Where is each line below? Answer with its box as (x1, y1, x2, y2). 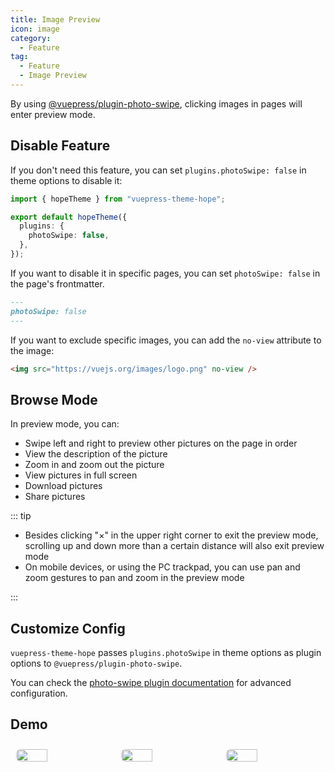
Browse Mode (10, 391, 98, 408)
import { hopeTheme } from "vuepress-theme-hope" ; (10, 194, 226, 204)
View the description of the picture (24, 448, 168, 460)
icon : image (10, 24, 60, 34)
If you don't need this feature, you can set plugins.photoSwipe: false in (10, 164, 307, 176)
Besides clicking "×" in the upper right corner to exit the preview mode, (24, 529, 319, 541)
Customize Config (10, 620, 126, 637)
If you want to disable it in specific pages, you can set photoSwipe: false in (10, 267, 321, 279)
